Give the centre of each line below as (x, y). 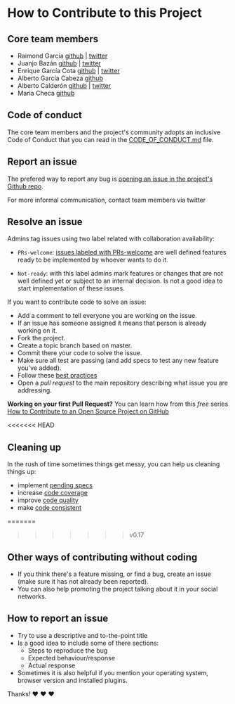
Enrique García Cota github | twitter (69, 71)
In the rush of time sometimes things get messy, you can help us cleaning (114, 464)
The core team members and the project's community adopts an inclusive (114, 132)
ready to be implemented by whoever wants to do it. (93, 260)
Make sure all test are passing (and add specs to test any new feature (118, 361)
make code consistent (49, 508)
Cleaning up (34, 447)
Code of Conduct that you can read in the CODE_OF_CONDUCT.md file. (110, 139)
